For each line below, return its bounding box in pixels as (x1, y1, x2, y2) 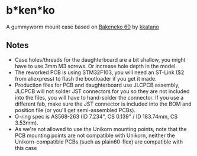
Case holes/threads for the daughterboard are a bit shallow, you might (14, 56, 186, 63)
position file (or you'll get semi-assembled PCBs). (14, 106, 136, 113)
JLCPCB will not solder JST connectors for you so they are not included (14, 87, 190, 95)
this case (14, 144, 37, 151)
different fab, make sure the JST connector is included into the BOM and (14, 100, 192, 107)
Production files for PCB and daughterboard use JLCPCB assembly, (14, 81, 180, 88)
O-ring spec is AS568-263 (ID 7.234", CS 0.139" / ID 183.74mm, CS (14, 113, 178, 120)
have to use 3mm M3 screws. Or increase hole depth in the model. (14, 62, 177, 69)
